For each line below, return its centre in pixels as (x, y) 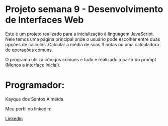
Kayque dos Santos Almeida (34, 99)
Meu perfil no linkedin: (28, 108)
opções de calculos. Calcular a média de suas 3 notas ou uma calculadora (82, 44)
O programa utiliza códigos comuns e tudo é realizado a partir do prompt (81, 59)
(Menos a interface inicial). (33, 65)
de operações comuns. (29, 50)
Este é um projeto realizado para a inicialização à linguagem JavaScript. (80, 34)
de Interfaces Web (45, 20)
